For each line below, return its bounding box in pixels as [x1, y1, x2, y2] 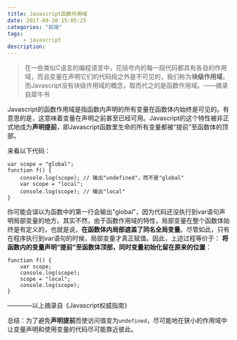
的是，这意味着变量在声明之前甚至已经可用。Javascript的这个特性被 [19, 114, 217, 122]
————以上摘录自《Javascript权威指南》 [7, 301, 130, 310]
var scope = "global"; [7, 160, 74, 168]
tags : [7, 30, 23, 37]
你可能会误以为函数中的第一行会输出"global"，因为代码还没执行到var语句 [7, 208, 220, 216]
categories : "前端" [7, 23, 63, 30]
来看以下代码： [7, 146, 51, 155]
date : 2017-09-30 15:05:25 [7, 17, 87, 24]
